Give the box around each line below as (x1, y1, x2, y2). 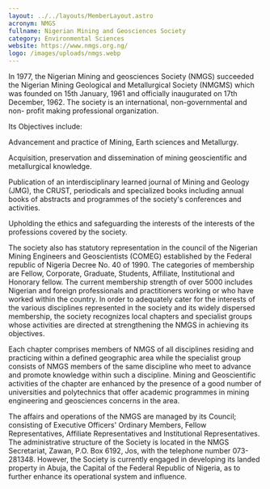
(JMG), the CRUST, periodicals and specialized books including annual (8, 186, 244, 195)
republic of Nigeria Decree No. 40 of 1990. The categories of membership (8, 260, 255, 269)
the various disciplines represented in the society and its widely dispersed (8, 303, 255, 312)
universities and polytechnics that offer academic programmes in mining (8, 387, 250, 397)
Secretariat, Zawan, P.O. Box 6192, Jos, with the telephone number (8, 446, 231, 455)
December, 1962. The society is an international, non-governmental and (8, 98, 248, 107)
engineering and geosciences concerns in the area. (8, 396, 180, 405)
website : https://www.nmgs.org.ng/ (8, 42, 129, 50)
